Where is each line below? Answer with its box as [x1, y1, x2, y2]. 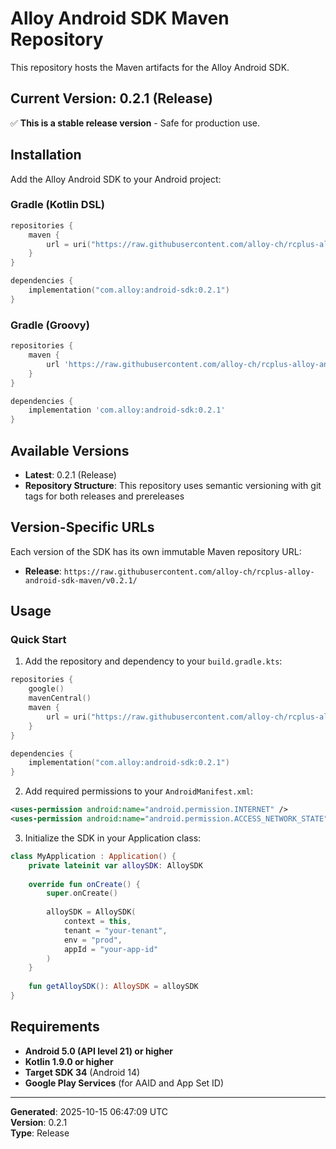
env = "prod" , [63, 935, 123, 945]
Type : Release [10, 1127, 70, 1139]
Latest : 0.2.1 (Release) [24, 468, 117, 481]
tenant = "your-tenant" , [63, 925, 168, 936]
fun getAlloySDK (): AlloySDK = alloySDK [28, 982, 199, 992]
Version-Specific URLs [10, 519, 155, 536]
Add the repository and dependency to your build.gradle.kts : [24, 655, 283, 667]
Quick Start [10, 633, 67, 647]
